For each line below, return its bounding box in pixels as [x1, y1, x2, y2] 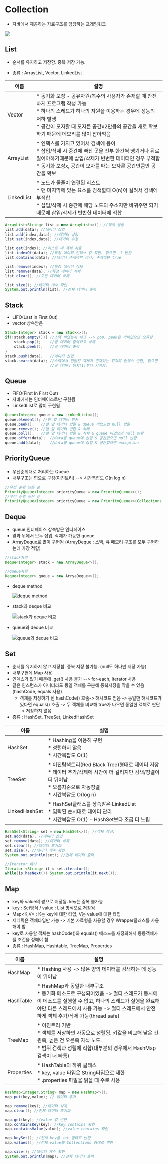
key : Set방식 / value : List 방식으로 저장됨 [12, 905, 95, 911]
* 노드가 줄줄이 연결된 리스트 [36, 179, 101, 186]
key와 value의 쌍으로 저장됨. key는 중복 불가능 [12, 899, 103, 905]
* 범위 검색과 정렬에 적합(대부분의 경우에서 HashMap [37, 1044, 156, 1052]
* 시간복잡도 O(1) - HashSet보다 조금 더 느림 [48, 816, 150, 823]
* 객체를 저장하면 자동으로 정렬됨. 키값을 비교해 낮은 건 [37, 1029, 159, 1036]
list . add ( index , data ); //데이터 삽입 [5, 232, 78, 237]
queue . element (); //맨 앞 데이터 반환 [5, 417, 79, 422]
